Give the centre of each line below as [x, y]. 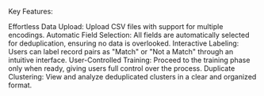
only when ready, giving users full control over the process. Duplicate [122, 68]
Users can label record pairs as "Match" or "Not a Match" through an [121, 52]
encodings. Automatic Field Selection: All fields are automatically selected [129, 35]
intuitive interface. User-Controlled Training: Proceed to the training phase [129, 60]
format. [20, 85]
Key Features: [31, 11]
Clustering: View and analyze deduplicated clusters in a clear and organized [132, 77]
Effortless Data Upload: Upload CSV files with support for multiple [116, 26]
